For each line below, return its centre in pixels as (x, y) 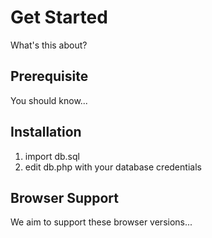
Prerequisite (49, 76)
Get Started (59, 17)
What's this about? (49, 45)
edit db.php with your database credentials (113, 167)
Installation (46, 132)
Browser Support (65, 197)
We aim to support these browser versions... (101, 222)
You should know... (49, 100)
